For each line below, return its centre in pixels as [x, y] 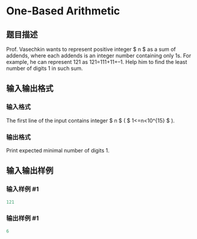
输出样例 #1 [22, 218]
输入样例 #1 [22, 189]
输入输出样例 [30, 171]
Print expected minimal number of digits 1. [58, 150]
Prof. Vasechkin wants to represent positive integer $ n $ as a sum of [91, 49]
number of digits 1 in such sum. [45, 68]
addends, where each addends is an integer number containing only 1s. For [99, 56]
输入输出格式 [30, 89]
